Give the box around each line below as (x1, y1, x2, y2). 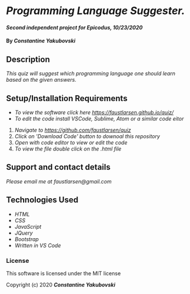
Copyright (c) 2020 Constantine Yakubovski (6, 281, 116, 288)
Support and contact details (6, 162, 111, 172)
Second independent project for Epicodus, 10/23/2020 (6, 24, 143, 31)
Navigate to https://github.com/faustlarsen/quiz (14, 126, 131, 133)
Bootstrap (14, 235, 39, 242)
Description (6, 54, 50, 64)
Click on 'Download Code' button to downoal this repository (14, 133, 161, 139)
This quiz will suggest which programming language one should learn (6, 70, 175, 77)
